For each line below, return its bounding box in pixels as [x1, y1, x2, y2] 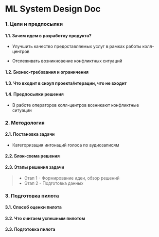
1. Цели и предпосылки [5, 21, 63, 28]
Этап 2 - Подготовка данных [24, 180, 84, 186]
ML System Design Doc [5, 3, 101, 15]
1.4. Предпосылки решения [5, 91, 64, 97]
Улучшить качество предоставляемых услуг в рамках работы [12, 44, 141, 49]
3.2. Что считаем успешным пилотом [5, 215, 86, 221]
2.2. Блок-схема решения [5, 153, 60, 159]
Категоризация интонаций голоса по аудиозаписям [12, 142, 120, 148]
